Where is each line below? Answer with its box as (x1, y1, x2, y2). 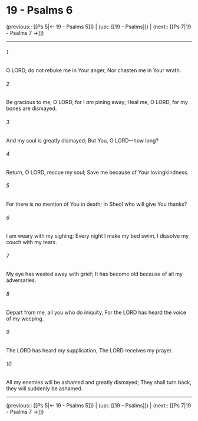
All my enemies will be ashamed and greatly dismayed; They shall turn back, (6, 378, 192, 386)
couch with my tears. (6, 239, 57, 246)
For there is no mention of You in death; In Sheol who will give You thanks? (6, 200, 187, 208)
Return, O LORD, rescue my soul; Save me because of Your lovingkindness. (6, 169, 189, 176)
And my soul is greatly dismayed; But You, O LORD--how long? (6, 137, 159, 144)
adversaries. (6, 277, 37, 284)
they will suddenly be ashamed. (6, 385, 83, 392)
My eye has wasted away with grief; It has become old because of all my (6, 270, 183, 278)
